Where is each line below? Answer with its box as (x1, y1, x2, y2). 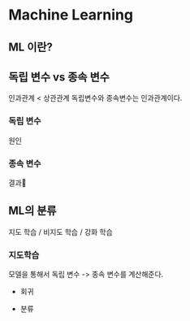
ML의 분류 (8, 204, 57, 218)
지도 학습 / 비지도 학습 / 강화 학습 (8, 227, 114, 236)
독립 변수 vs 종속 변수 (8, 70, 110, 84)
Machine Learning (8, 6, 134, 24)
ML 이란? (8, 40, 53, 54)
